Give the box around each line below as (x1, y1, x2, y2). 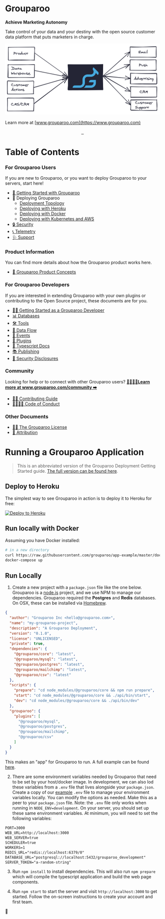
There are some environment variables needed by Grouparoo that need (12, 774, 157, 780)
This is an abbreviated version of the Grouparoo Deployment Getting (17, 463, 156, 469)
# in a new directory (5, 547, 50, 552)
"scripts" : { (9, 683, 36, 688)
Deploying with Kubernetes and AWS (19, 216, 94, 221)
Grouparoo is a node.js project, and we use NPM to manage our (12, 590, 141, 595)
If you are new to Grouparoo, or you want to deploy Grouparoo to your (5, 175, 147, 181)
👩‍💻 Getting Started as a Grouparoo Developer (12, 307, 105, 313)
